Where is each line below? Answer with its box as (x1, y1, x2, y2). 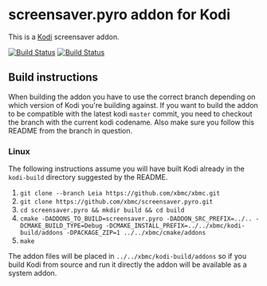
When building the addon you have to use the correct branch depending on (8, 92, 256, 101)
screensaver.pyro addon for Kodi (8, 6, 231, 24)
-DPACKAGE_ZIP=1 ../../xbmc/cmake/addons (66, 229, 206, 237)
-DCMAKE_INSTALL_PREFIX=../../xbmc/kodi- (105, 222, 245, 230)
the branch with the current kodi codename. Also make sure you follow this (8, 117, 255, 127)
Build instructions (8, 70, 98, 85)
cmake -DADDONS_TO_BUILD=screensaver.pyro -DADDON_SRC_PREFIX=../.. (19, 215, 253, 223)
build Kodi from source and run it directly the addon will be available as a (8, 260, 247, 269)
